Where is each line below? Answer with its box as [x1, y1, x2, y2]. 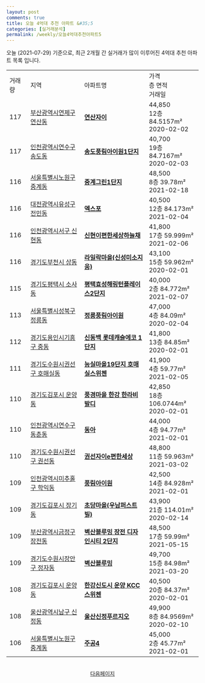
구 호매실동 [30, 370, 60, 378]
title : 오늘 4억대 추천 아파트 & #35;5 [6, 20, 93, 26]
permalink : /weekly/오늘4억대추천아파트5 [6, 32, 102, 38]
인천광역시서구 [30, 227, 70, 235]
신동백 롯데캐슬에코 [84, 334, 137, 342]
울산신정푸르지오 [84, 612, 130, 621]
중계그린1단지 [84, 178, 122, 187]
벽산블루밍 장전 [84, 528, 126, 537]
